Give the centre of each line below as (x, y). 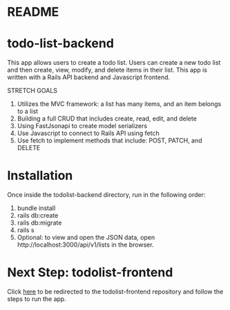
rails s (26, 230)
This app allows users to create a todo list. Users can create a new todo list (114, 63)
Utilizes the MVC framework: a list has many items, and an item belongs (119, 104)
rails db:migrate (39, 223)
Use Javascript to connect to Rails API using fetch (88, 133)
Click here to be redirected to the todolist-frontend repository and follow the (115, 291)
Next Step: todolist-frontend (90, 272)
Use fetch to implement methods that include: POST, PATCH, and (109, 141)
